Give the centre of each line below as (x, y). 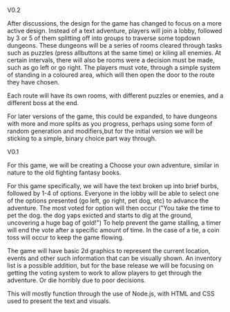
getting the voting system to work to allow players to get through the (105, 273)
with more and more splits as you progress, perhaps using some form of (110, 123)
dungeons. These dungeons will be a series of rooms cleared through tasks (115, 45)
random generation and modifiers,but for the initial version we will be (105, 131)
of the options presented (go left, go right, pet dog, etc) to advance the (108, 201)
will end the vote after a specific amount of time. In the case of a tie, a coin (113, 230)
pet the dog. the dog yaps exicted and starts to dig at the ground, (100, 215)
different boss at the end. (43, 103)
